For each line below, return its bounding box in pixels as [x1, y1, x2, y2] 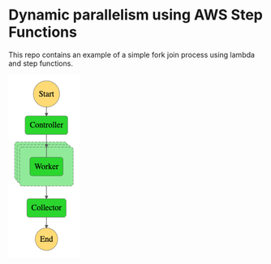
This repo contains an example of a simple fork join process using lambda [8, 50, 256, 59]
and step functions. [8, 58, 73, 68]
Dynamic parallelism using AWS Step [8, 6, 264, 24]
